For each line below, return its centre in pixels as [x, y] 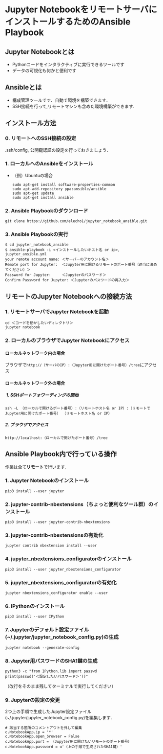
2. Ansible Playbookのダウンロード [47, 210]
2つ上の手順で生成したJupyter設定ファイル [48, 711]
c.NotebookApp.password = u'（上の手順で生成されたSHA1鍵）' [64, 747]
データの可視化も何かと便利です [44, 70]
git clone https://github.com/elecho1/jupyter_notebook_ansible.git [76, 221]
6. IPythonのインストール [35, 606]
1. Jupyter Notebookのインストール [47, 480]
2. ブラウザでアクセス [27, 425]
